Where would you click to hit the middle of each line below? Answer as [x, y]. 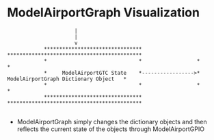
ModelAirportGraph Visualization [104, 13]
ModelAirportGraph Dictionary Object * [67, 79]
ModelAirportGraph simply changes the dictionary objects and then [112, 121]
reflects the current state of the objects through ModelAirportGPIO [111, 129]
